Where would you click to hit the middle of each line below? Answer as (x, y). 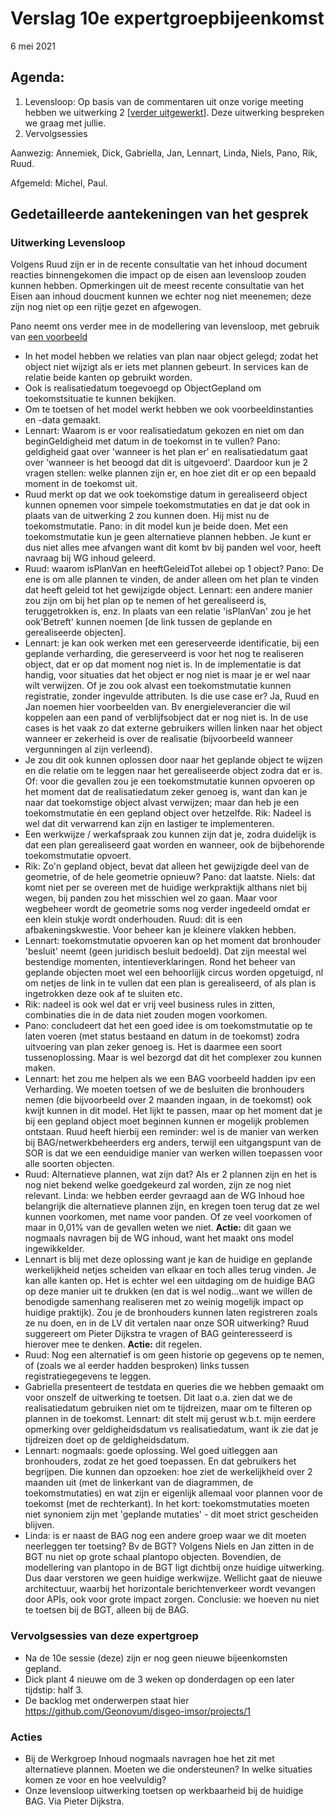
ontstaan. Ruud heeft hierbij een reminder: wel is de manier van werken (171, 1132)
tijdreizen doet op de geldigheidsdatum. (107, 1440)
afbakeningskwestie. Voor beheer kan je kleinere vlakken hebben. (160, 930)
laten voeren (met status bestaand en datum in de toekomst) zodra (162, 1036)
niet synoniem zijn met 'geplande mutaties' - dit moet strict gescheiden (171, 1514)
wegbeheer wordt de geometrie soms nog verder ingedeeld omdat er (167, 909)
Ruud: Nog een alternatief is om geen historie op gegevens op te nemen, (174, 1355)
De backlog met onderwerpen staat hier (107, 1700)
